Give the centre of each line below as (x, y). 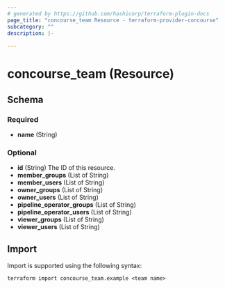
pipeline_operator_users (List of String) (74, 212)
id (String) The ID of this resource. (66, 168)
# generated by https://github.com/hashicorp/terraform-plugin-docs (108, 14)
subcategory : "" (31, 26)
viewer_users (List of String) (59, 227)
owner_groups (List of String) (60, 190)
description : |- (31, 33)
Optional (22, 153)
